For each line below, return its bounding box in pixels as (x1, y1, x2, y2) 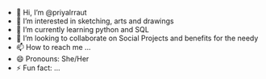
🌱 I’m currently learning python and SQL (15, 25, 149, 34)
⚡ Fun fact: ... (15, 63, 60, 73)
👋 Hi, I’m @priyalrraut (15, 8, 87, 17)
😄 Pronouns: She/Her (15, 54, 89, 64)
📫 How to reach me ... (15, 43, 91, 52)
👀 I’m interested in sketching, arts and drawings (15, 16, 175, 26)
